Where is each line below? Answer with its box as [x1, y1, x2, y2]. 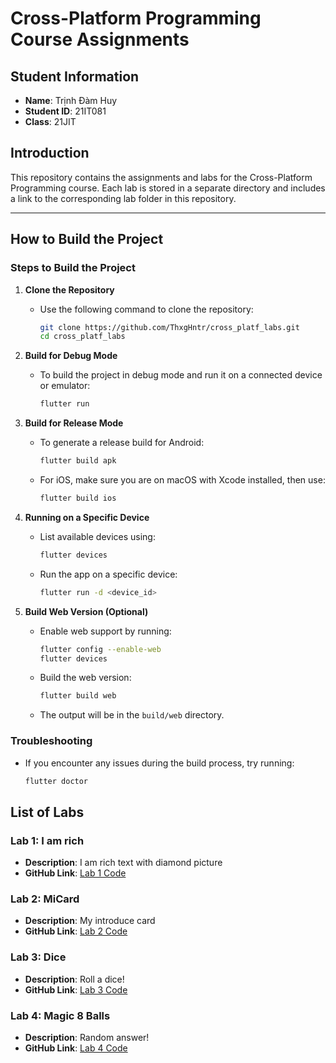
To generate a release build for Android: [39, 437, 205, 449]
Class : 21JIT [24, 116, 77, 127]
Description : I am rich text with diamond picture [24, 857, 223, 869]
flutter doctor [24, 776, 89, 786]
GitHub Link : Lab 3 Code [24, 983, 128, 996]
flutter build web [39, 691, 117, 701]
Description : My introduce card [24, 915, 156, 927]
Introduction [10, 145, 90, 162]
